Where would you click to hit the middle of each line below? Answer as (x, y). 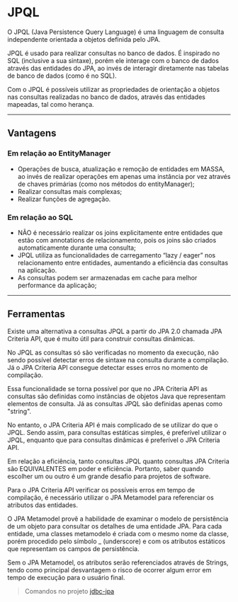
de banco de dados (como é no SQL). (62, 76)
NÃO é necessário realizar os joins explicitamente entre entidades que (120, 232)
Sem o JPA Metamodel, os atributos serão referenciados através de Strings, (118, 562)
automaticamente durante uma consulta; (76, 248)
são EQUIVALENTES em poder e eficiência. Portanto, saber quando (106, 468)
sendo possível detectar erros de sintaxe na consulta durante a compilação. (118, 360)
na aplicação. (37, 270)
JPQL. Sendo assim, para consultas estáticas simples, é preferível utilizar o (117, 432)
